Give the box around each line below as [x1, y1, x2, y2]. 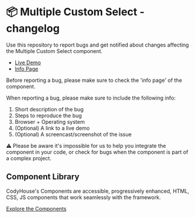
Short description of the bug [14, 105, 84, 113]
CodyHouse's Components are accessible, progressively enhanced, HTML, [6, 187, 190, 194]
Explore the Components [6, 205, 67, 212]
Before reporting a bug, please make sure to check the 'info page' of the [6, 77, 182, 84]
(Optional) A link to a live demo [14, 124, 90, 131]
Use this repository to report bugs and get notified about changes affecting [6, 41, 189, 48]
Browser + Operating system [14, 118, 85, 125]
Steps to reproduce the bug [14, 112, 82, 119]
